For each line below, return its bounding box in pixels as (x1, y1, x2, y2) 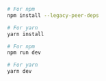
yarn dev (7, 68, 32, 75)
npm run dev (7, 49, 41, 56)
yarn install (7, 31, 44, 37)
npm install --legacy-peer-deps (7, 12, 99, 19)
